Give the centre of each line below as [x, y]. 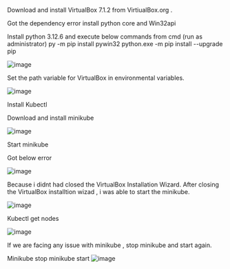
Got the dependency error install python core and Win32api [92, 23]
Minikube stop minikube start [48, 258]
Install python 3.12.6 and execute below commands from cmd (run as [105, 36]
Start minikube [28, 144]
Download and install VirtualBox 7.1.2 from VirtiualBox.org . [90, 10]
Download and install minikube [51, 118]
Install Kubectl [27, 105]
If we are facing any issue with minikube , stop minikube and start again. [109, 245]
